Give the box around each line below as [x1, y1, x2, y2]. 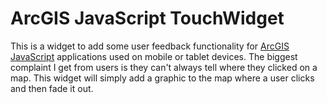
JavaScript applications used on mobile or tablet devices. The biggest [10, 50, 298, 62]
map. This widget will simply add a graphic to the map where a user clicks [10, 72, 315, 84]
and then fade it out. [10, 82, 94, 94]
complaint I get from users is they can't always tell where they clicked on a [10, 61, 318, 73]
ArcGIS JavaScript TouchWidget [10, 7, 285, 30]
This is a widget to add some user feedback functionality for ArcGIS [10, 40, 290, 52]
